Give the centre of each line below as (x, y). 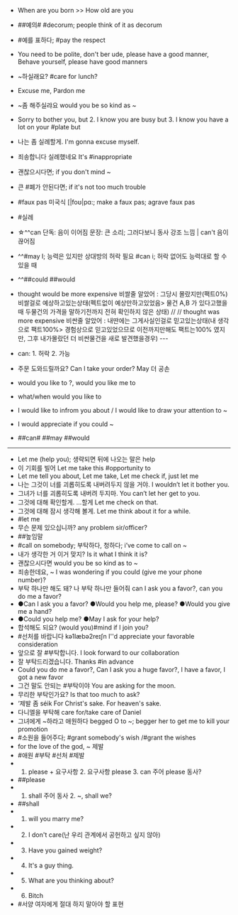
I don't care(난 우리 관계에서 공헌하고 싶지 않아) (94, 835)
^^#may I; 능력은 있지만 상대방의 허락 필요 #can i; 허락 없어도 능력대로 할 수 (122, 256)
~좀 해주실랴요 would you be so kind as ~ (77, 105)
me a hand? (35, 611)
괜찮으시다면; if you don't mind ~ (64, 172)
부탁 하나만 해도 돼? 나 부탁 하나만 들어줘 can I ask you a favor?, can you (120, 588)
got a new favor (40, 677)
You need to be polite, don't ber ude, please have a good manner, (113, 54)
